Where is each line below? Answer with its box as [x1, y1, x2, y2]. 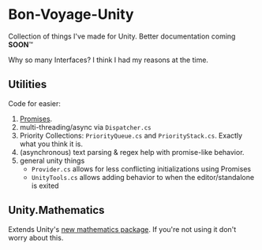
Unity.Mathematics [8, 204, 105, 217]
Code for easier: [8, 98, 62, 108]
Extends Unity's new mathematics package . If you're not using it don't [8, 224, 237, 233]
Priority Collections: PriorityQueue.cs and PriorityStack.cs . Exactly [19, 131, 243, 140]
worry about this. [8, 233, 64, 242]
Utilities [8, 78, 47, 91]
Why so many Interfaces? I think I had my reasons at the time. [8, 55, 209, 64]
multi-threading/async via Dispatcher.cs [19, 122, 152, 131]
